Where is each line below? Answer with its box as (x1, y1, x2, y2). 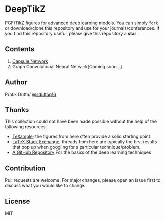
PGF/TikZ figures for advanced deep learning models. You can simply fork (5, 20, 158, 26)
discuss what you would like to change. (5, 183, 86, 189)
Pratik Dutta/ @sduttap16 (5, 91, 56, 97)
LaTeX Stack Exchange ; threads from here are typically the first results (12, 139, 157, 145)
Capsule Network (12, 58, 48, 64)
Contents (5, 45, 35, 53)
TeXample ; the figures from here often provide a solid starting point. (12, 133, 152, 140)
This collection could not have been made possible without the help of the (5, 118, 157, 125)
